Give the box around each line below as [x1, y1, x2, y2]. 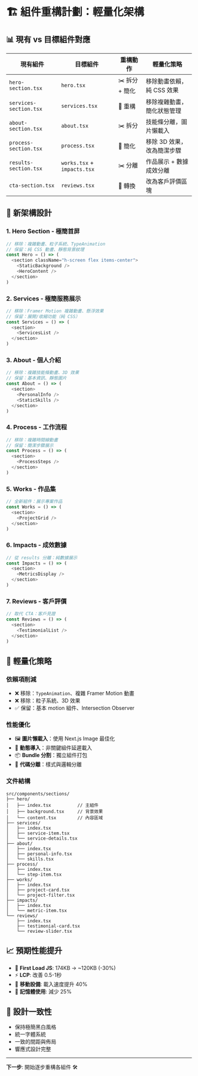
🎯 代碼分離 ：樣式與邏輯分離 [14, 761, 82, 768]
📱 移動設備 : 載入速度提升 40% [14, 981, 88, 988]
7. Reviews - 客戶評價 [6, 597, 67, 605]
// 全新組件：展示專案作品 [6, 499, 63, 504]
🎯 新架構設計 [6, 208, 52, 218]
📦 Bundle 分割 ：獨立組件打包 [14, 752, 88, 759]
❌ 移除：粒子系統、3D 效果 [14, 697, 81, 704]
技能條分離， [146, 118, 181, 126]
